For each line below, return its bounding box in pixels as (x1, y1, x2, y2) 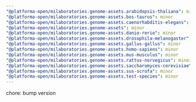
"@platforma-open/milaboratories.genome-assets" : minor (6, 24, 145, 31)
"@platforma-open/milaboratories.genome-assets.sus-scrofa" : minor (6, 68, 174, 74)
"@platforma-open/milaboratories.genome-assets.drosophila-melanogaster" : (6, 36, 192, 41)
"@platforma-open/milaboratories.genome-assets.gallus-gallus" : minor (6, 41, 181, 47)
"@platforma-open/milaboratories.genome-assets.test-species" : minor (6, 73, 179, 79)
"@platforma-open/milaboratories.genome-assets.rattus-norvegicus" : (6, 57, 176, 63)
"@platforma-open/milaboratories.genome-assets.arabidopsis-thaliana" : (6, 8, 184, 15)
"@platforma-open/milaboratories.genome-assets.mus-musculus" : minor (6, 52, 179, 58)
